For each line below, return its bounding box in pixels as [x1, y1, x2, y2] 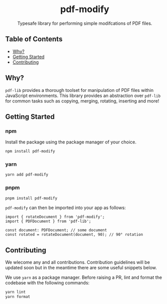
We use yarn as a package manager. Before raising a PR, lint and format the [5, 274, 162, 281]
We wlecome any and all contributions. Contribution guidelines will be [5, 259, 150, 266]
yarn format [5, 294, 30, 299]
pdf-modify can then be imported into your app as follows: [5, 205, 126, 211]
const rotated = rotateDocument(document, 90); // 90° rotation [5, 232, 143, 237]
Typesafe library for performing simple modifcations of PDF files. [17, 20, 152, 26]
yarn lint [5, 289, 26, 295]
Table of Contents [5, 35, 63, 43]
